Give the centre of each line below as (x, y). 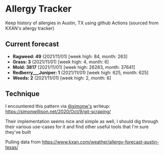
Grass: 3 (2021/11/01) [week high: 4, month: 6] (61, 62)
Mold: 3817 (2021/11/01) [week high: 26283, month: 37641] (74, 67)
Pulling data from (23, 142)
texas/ (12, 147)
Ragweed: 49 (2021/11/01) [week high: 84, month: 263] (70, 56)
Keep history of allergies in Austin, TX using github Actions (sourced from (82, 23)
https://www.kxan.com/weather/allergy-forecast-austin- (100, 142)
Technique (22, 94)
